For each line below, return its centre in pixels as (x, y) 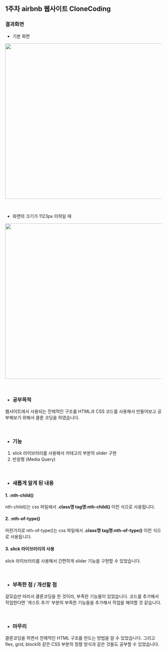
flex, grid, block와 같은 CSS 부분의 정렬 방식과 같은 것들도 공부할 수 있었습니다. (82, 644)
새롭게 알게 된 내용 (33, 483)
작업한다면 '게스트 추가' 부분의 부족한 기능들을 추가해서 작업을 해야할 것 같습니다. (83, 603)
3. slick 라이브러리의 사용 (30, 549)
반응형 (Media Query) (34, 460)
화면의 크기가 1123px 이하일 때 (42, 216)
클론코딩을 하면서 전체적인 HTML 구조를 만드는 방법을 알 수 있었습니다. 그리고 (80, 638)
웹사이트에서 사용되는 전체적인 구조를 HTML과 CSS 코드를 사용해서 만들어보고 (81, 411)
